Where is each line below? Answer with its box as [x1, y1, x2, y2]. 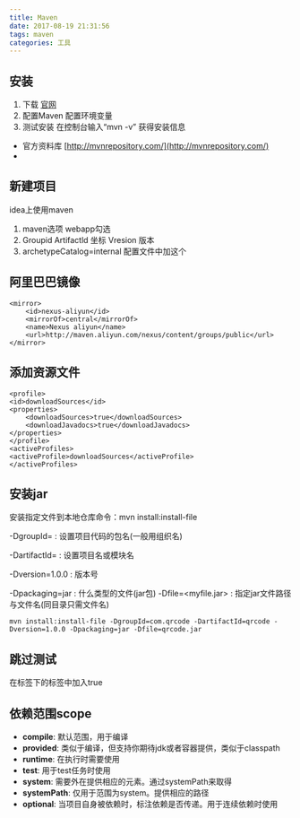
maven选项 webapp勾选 [21, 223, 111, 234]
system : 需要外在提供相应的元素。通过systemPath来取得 [21, 776, 233, 787]
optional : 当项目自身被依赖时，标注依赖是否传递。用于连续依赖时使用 [21, 798, 279, 809]
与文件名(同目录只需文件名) [9, 599, 110, 610]
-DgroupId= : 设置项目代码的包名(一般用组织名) [9, 531, 184, 542]
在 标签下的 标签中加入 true [9, 677, 103, 688]
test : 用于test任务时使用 [21, 764, 111, 776]
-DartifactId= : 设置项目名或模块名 [9, 550, 134, 561]
